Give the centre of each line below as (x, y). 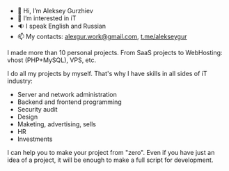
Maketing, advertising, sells (56, 124)
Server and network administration (67, 95)
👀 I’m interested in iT (47, 18)
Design (27, 117)
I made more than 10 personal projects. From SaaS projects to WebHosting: (115, 53)
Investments (35, 139)
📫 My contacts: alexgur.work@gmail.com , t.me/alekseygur (102, 36)
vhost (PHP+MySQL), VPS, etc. (52, 60)
